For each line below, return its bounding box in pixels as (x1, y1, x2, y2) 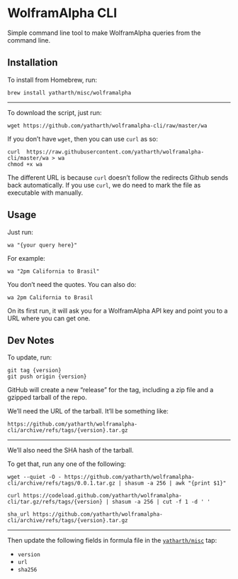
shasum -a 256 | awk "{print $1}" (124, 480, 227, 487)
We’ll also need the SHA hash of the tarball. (7, 446, 134, 455)
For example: (7, 254, 46, 262)
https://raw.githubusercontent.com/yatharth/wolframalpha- (25, 148, 204, 156)
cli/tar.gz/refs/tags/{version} (7, 499, 103, 506)
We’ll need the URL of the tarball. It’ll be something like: (7, 407, 169, 416)
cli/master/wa (7, 154, 50, 161)
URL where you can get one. (7, 314, 91, 323)
